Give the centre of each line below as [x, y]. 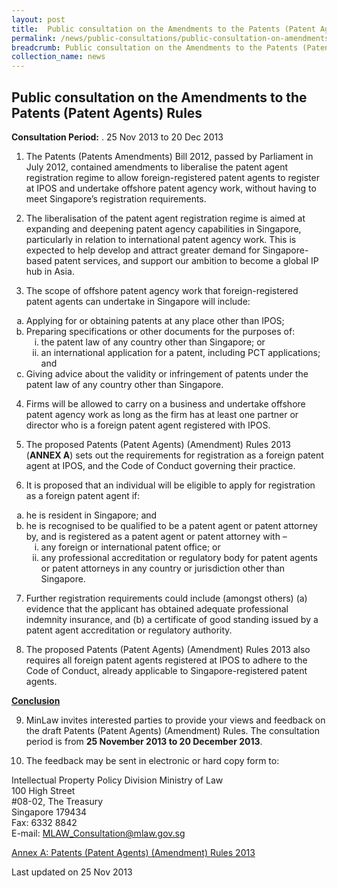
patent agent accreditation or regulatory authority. [129, 630]
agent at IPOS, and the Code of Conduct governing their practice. [160, 465]
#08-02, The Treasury [57, 801]
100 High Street [43, 790]
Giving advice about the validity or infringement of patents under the [167, 373]
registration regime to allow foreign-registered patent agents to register [172, 177]
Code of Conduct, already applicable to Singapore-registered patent [166, 670]
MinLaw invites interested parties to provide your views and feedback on [175, 720]
